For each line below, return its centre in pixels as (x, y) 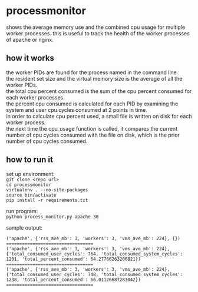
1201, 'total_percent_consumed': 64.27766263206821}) (74, 259)
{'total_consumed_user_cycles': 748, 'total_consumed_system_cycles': (95, 274)
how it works (30, 58)
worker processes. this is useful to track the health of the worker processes (98, 33)
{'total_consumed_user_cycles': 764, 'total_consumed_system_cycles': (95, 254)
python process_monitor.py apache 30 (52, 217)
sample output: (24, 227)
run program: (22, 211)
